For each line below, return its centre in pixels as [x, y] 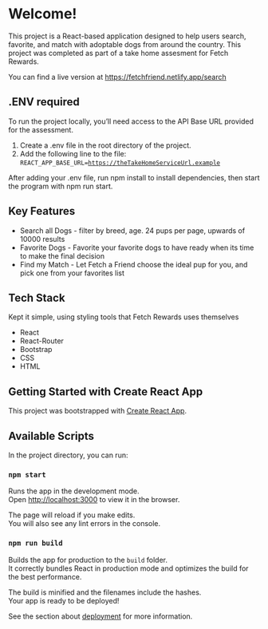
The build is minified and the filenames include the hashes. [105, 592]
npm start [27, 475]
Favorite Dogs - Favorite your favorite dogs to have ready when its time [137, 247]
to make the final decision [62, 255]
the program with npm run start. [61, 186]
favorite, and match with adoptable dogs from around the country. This [125, 44]
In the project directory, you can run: [68, 455]
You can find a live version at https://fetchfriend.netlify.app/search [118, 77]
